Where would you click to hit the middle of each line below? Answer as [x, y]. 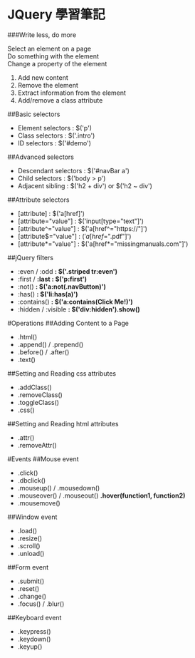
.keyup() [30, 647]
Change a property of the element [57, 63]
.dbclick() [32, 480]
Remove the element [48, 85]
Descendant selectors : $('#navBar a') [74, 170]
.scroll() [29, 545]
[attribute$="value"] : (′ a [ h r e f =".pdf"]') [74, 236]
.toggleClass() [38, 402]
